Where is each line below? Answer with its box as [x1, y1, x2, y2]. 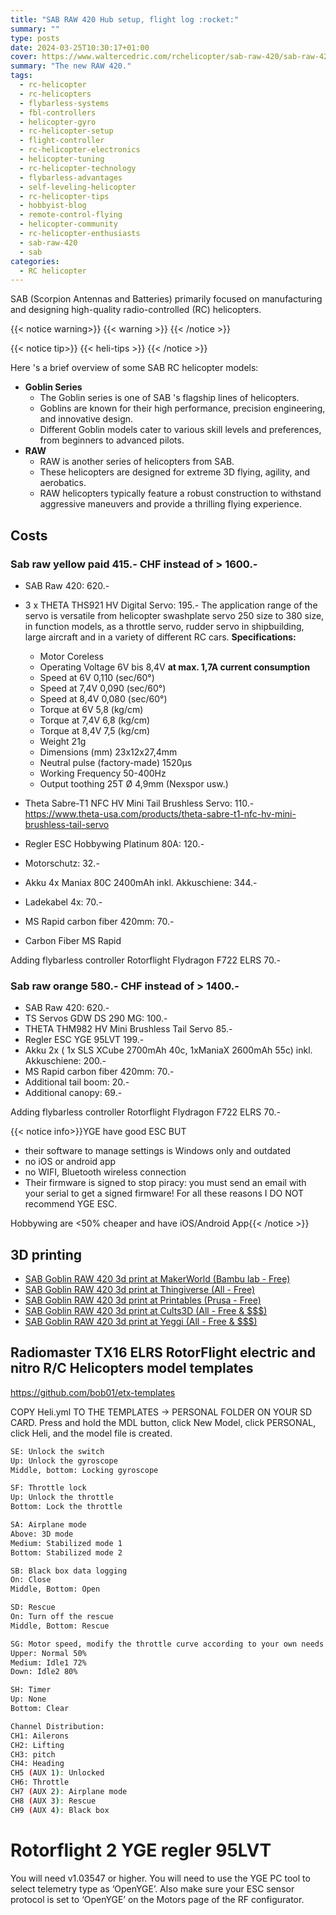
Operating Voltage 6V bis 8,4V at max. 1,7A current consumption [39, 661, 311, 673]
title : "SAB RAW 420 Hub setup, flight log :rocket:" [10, 14, 240, 25]
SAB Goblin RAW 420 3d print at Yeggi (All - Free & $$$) [24, 1316, 258, 1328]
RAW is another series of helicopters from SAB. [39, 456, 235, 468]
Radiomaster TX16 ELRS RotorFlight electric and [10, 1344, 316, 1361]
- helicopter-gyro [19, 117, 97, 127]
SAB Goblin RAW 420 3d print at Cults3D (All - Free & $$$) [24, 1305, 268, 1317]
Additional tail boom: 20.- [24, 1076, 130, 1088]
